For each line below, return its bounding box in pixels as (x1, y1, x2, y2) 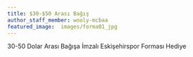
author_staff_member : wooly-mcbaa (7, 17, 109, 24)
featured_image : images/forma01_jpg (7, 23, 118, 30)
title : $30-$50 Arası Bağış (7, 10, 90, 17)
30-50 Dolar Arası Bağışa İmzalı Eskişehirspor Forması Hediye (7, 42, 187, 51)
